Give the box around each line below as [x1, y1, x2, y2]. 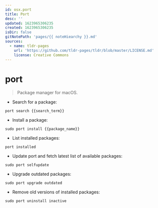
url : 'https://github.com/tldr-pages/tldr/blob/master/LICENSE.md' [14, 48, 154, 53]
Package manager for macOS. [17, 90, 78, 96]
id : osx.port [5, 7, 32, 12]
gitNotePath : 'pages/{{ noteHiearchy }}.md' [5, 35, 97, 40]
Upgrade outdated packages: [12, 171, 72, 177]
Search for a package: [12, 99, 57, 105]
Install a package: [12, 117, 48, 123]
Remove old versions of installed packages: [12, 189, 100, 195]
